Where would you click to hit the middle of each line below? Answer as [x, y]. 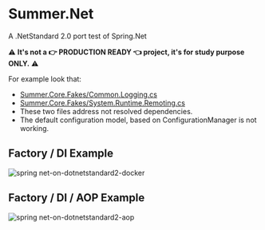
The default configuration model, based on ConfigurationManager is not [138, 120]
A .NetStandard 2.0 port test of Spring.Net [78, 36]
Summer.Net [51, 14]
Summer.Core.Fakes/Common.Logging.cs [89, 94]
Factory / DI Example [61, 154]
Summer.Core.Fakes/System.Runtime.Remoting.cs [103, 103]
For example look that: [45, 79]
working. [34, 128]
